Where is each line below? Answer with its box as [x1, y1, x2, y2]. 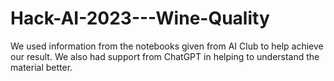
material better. [10, 61, 73, 73]
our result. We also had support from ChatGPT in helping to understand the [10, 50, 320, 62]
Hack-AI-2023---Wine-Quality [10, 7, 270, 30]
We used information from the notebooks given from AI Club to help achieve [10, 40, 324, 52]
